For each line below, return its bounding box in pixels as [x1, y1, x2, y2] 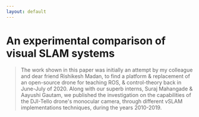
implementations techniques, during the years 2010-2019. [20, 104, 162, 111]
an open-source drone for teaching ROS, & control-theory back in [20, 79, 182, 86]
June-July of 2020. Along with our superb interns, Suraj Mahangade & [20, 85, 193, 92]
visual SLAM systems [6, 47, 115, 60]
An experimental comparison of [6, 34, 166, 47]
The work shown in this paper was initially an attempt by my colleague [20, 66, 193, 73]
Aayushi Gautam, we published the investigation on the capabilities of [20, 91, 191, 98]
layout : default [6, 8, 46, 15]
